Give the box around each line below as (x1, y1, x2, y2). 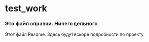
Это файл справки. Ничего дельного (5, 21, 98, 27)
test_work (5, 3, 47, 14)
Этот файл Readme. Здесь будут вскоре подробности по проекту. (5, 31, 145, 37)
